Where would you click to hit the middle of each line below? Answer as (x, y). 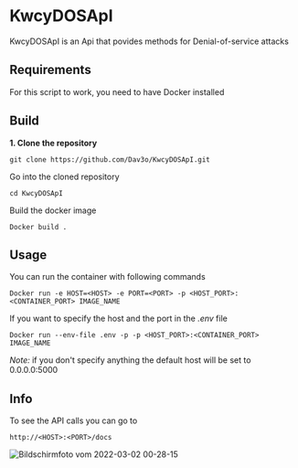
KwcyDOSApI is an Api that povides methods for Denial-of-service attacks (149, 41)
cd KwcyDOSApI (37, 193)
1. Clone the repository (53, 143)
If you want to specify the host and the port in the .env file (119, 319)
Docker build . (38, 227)
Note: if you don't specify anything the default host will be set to (130, 360)
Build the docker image (53, 210)
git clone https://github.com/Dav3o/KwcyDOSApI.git (110, 160)
